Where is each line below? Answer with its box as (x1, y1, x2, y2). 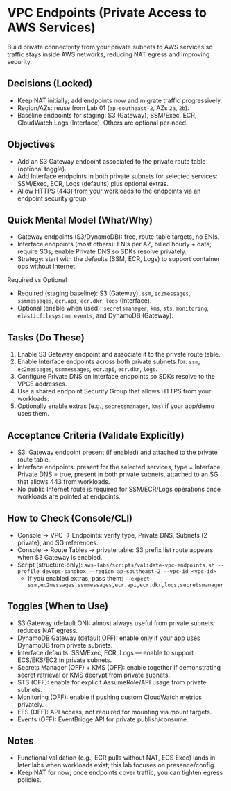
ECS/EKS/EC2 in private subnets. (17, 656, 112, 664)
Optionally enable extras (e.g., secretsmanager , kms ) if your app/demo (17, 402, 215, 410)
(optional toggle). (17, 164, 67, 173)
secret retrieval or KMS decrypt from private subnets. (17, 671, 171, 679)
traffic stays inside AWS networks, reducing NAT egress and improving (7, 50, 210, 58)
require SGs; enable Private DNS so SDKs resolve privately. (17, 247, 187, 256)
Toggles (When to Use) (7, 600, 109, 612)
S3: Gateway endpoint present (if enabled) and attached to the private (17, 448, 218, 456)
